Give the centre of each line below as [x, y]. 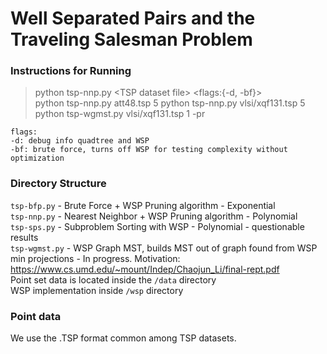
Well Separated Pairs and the [133, 18]
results [24, 237]
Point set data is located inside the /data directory [113, 279]
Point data [36, 316]
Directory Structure [58, 184]
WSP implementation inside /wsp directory [97, 290]
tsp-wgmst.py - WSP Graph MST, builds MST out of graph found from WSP [164, 248]
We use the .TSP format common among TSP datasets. [123, 338]
